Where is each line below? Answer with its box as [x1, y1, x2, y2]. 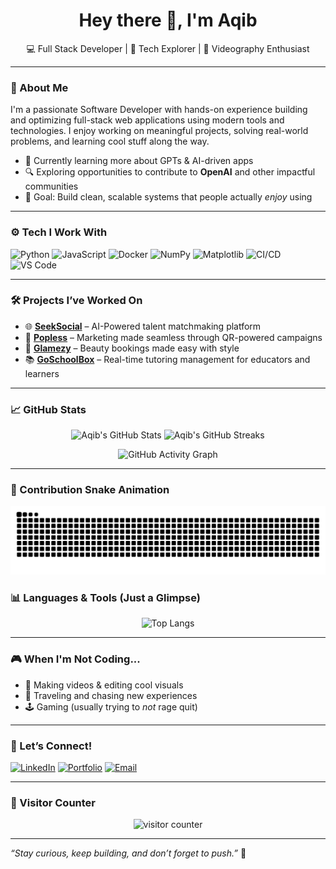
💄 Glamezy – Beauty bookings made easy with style [24, 342, 240, 354]
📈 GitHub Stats [10, 402, 87, 416]
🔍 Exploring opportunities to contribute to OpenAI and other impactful [24, 166, 316, 178]
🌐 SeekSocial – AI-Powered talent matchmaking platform [24, 320, 262, 332]
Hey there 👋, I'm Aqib [78, 9, 258, 32]
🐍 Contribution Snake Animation [10, 483, 170, 497]
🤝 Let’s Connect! [10, 739, 93, 753]
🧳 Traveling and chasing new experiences [24, 689, 198, 701]
